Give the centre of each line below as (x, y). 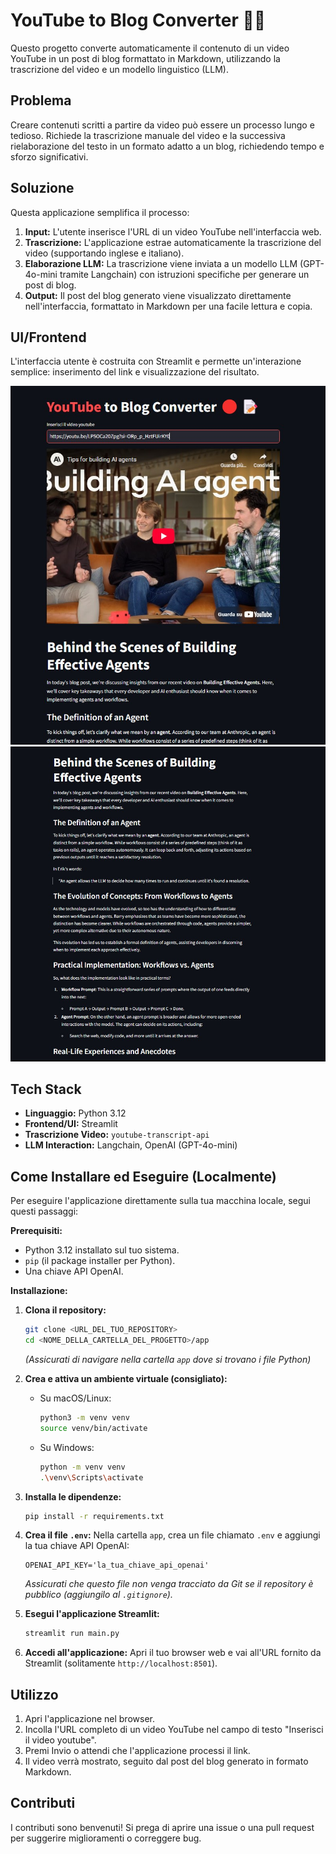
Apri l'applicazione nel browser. (89, 1719)
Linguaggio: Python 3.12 (75, 1113)
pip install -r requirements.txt (94, 1516)
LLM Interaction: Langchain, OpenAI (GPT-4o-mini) (131, 1145)
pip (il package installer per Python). (100, 1261)
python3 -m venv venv (84, 1418)
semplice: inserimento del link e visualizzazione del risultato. (135, 372)
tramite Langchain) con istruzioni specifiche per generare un (184, 274)
